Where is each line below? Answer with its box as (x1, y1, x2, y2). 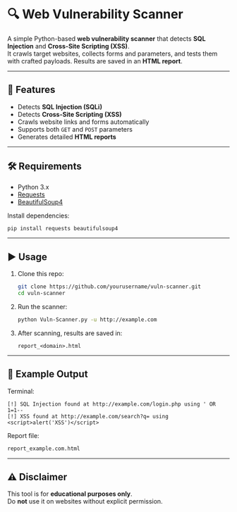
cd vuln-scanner (17, 290, 66, 297)
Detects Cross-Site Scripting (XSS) (17, 110, 122, 118)
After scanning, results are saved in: (17, 329, 123, 337)
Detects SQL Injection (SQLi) (17, 102, 103, 111)
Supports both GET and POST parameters (17, 125, 133, 133)
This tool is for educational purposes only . (7, 489, 133, 498)
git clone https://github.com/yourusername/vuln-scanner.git (17, 283, 202, 290)
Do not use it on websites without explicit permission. (7, 497, 164, 506)
